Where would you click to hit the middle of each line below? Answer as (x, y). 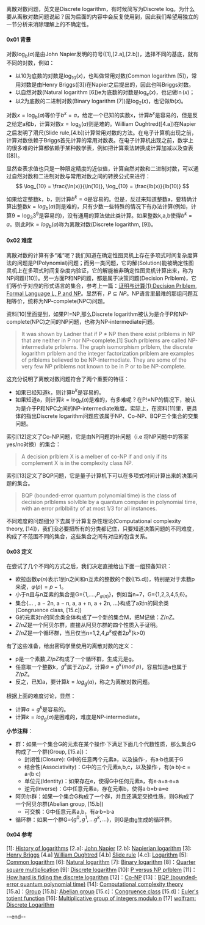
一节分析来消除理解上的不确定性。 (49, 24)
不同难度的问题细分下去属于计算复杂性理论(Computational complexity (94, 521)
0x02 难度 (19, 240)
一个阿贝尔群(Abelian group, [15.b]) (59, 804)
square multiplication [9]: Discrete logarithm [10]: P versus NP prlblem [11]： (102, 870)
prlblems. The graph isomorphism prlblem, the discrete (124, 346)
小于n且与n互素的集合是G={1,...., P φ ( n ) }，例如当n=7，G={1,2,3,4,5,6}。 (103, 595)
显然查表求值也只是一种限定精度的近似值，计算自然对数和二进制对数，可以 (100, 168)
